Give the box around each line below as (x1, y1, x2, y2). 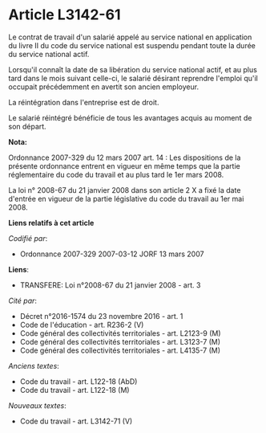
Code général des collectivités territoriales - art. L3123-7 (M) (19, 337, 221, 346)
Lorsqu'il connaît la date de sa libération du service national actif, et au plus (8, 64, 258, 74)
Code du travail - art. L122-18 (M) (19, 385, 130, 394)
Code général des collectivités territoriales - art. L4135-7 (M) (19, 345, 221, 355)
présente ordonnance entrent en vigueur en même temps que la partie (8, 161, 240, 170)
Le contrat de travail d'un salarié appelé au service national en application (8, 32, 252, 42)
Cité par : (8, 296, 38, 305)
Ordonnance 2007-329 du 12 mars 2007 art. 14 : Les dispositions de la (8, 153, 241, 162)
